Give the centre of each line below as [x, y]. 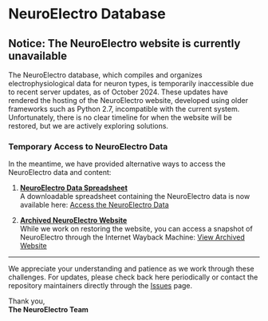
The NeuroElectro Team [49, 310]
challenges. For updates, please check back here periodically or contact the [133, 277]
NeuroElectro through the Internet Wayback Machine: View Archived [132, 237]
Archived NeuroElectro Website [73, 220]
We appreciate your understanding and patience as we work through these [132, 269]
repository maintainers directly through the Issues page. [100, 286]
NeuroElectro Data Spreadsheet [73, 188]
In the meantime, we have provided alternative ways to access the [117, 164]
